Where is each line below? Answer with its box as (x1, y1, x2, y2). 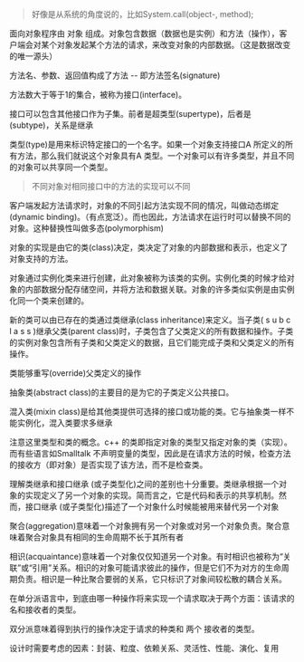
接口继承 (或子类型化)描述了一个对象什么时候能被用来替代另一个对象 (24, 502, 280, 512)
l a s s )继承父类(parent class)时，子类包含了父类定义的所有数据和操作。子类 (9, 326, 294, 336)
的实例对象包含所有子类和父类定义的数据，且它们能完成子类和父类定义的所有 (9, 337, 295, 348)
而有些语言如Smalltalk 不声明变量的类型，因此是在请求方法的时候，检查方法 (9, 448, 291, 458)
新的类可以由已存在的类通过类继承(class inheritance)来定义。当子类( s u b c (9, 314, 291, 325)
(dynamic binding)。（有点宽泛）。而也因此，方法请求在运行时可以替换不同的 (9, 212, 291, 222)
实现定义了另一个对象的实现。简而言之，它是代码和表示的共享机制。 (24, 490, 279, 501)
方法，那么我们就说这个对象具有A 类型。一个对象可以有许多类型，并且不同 (16, 150, 295, 161)
